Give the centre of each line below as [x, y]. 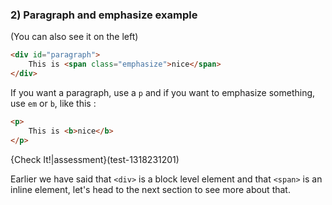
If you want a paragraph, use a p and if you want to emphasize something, [163, 92]
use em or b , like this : [53, 103]
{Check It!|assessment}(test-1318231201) [95, 159]
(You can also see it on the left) [74, 37]
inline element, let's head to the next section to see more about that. [150, 189]
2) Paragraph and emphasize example [104, 15]
